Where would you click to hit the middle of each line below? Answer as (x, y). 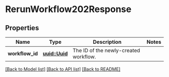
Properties (22, 28)
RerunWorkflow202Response (68, 9)
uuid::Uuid (55, 54)
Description (107, 42)
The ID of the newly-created (106, 50)
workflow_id (23, 54)
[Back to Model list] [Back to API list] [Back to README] (63, 69)
